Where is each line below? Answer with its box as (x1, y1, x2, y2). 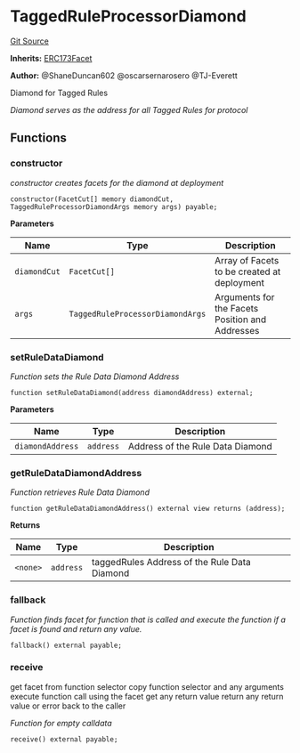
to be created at (214, 265, 281, 278)
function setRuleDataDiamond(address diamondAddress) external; (10, 388, 254, 397)
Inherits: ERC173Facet (10, 53, 93, 63)
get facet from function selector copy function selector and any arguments (10, 681, 284, 692)
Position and (214, 313, 267, 326)
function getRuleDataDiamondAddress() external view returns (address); (10, 505, 286, 514)
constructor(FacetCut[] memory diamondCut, (10, 194, 174, 204)
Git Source (10, 36, 50, 46)
